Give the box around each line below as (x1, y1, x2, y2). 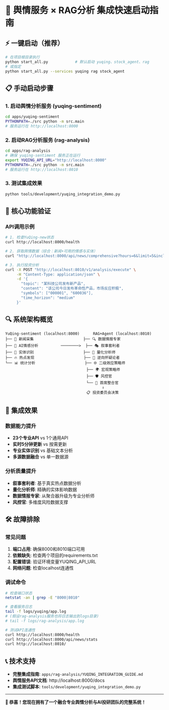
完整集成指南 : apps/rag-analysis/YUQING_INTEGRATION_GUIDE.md (12, 671, 143, 677)
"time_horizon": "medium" (21, 295, 75, 300)
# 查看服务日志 (5, 604, 33, 610)
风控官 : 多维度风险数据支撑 (12, 499, 68, 505)
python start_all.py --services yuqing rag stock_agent (5, 69, 125, 74)
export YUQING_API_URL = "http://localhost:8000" (5, 157, 107, 163)
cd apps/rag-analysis (5, 148, 51, 154)
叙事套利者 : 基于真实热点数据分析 (12, 480, 81, 486)
